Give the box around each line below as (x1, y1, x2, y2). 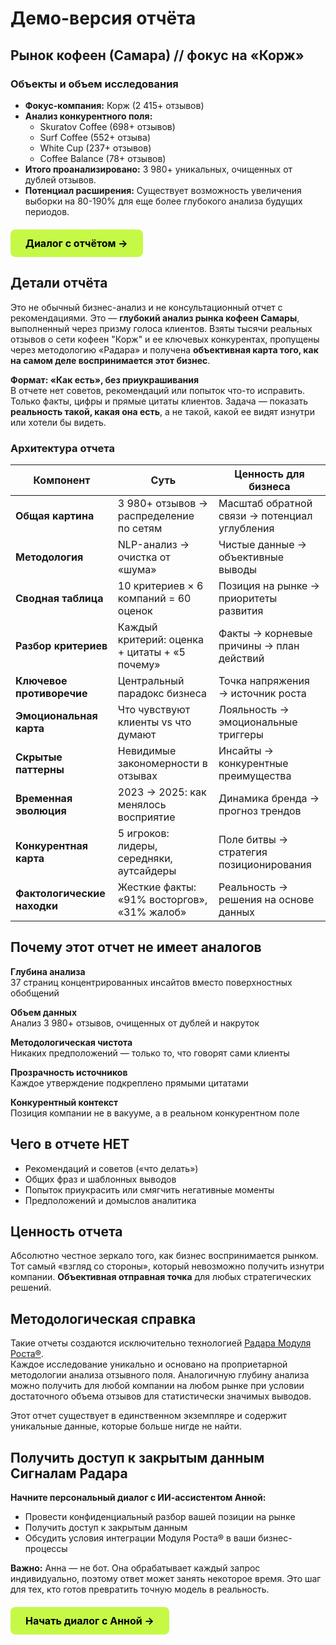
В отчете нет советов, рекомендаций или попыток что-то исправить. (10, 384, 306, 396)
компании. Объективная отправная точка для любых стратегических (10, 1271, 312, 1283)
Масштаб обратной (218, 496, 313, 510)
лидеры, (117, 838, 158, 852)
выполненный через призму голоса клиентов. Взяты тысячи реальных (10, 322, 313, 334)
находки (15, 898, 58, 912)
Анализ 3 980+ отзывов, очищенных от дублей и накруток (10, 1017, 260, 1029)
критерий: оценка (117, 632, 204, 646)
